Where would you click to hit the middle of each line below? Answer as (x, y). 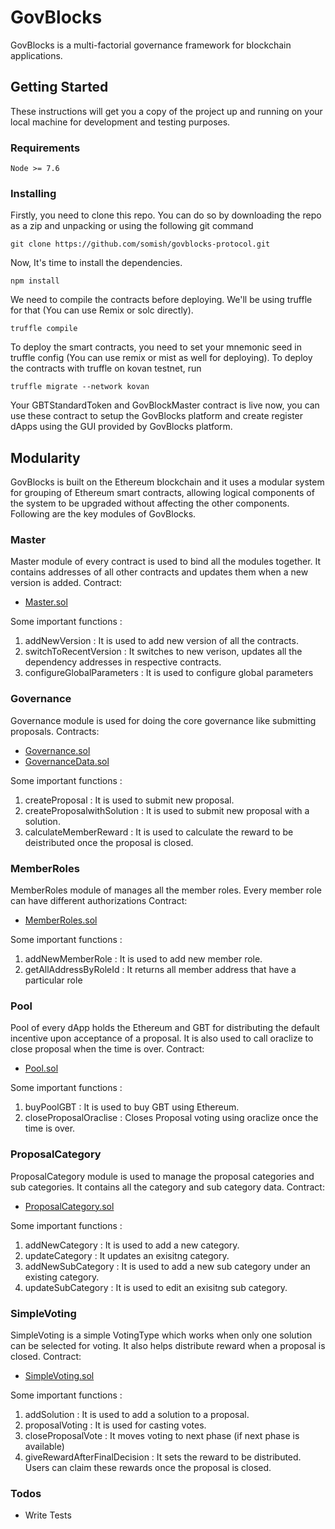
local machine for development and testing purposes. (120, 122)
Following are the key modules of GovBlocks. (103, 514)
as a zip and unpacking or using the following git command (132, 226)
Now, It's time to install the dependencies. (96, 263)
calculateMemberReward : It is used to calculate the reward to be (159, 832)
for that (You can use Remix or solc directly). (102, 310)
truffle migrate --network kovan (80, 387)
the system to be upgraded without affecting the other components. (150, 503)
